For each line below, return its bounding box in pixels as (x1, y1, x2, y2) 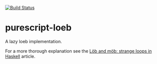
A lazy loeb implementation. (5, 38, 62, 44)
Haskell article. (5, 53, 36, 59)
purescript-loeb (5, 22, 72, 33)
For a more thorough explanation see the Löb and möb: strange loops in (5, 48, 152, 54)
